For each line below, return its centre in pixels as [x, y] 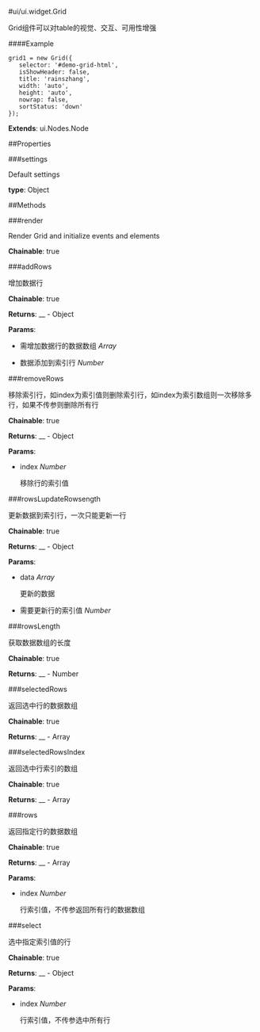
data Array [37, 577]
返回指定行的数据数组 [43, 831]
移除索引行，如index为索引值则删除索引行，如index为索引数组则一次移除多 [130, 395]
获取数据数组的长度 [40, 642]
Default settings [34, 174]
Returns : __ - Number [44, 674]
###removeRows [36, 378]
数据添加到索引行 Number [62, 363]
